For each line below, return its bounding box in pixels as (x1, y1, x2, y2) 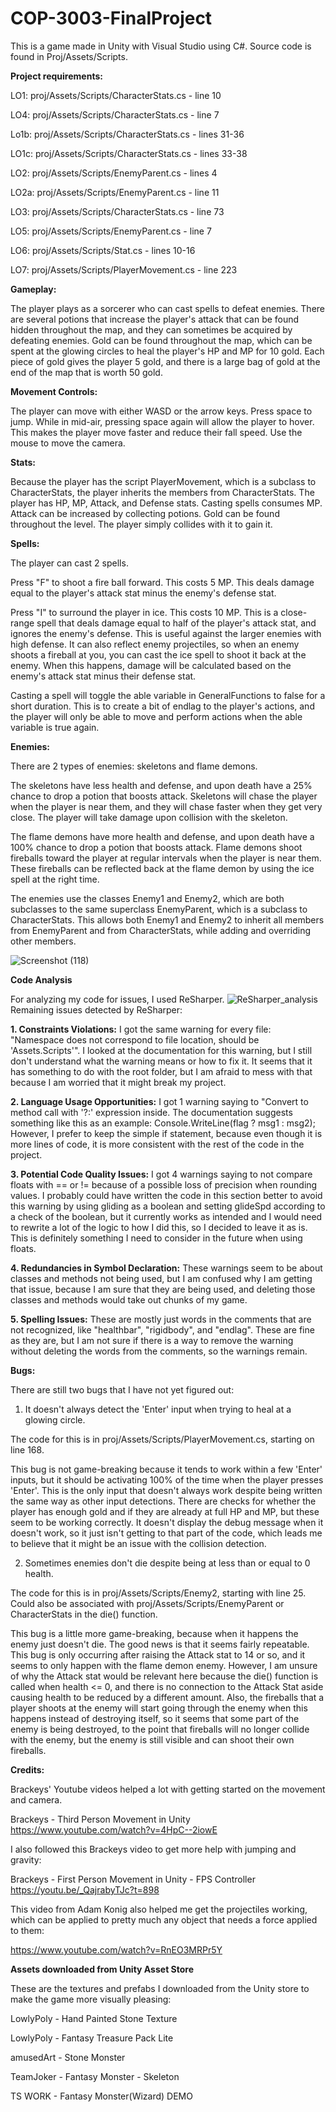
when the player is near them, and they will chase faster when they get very (10, 800, 323, 812)
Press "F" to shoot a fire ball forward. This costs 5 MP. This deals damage (10, 576, 315, 588)
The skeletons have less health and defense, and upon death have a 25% (10, 779, 313, 791)
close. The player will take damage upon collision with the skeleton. (10, 811, 288, 823)
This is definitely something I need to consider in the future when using (10, 1232, 303, 1244)
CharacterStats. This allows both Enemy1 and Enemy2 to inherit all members (10, 913, 325, 926)
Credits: (10, 1763, 45, 1776)
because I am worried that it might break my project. (10, 1076, 227, 1088)
